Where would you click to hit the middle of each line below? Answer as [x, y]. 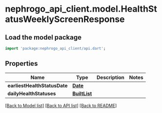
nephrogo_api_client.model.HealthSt [81, 9]
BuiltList [82, 94]
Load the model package [43, 37]
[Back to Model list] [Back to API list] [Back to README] [61, 105]
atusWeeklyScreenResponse [65, 19]
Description [111, 77]
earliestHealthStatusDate [38, 85]
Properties [21, 64]
